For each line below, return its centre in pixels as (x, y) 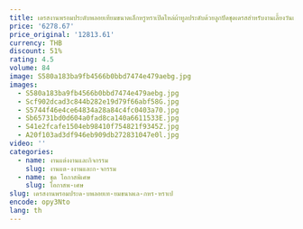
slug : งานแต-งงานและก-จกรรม (71, 169)
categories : (32, 151)
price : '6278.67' (42, 26)
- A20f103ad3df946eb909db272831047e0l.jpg (98, 135)
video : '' (28, 143)
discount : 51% (36, 51)
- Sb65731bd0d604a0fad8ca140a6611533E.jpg (98, 118)
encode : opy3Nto (40, 202)
